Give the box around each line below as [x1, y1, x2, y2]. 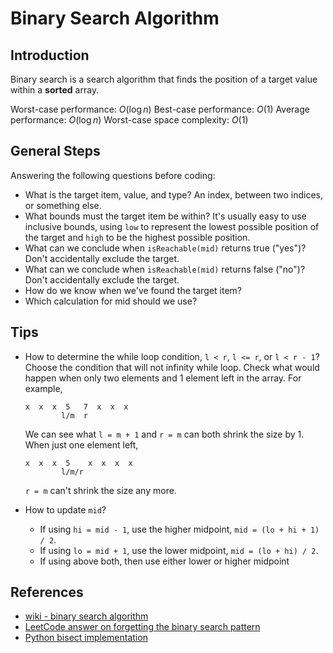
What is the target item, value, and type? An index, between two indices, [24, 188, 323, 201]
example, [24, 382, 63, 394]
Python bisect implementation [24, 632, 148, 644]
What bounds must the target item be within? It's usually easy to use [24, 210, 307, 222]
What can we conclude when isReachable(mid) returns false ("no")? [24, 263, 306, 275]
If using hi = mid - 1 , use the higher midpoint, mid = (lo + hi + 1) [39, 523, 320, 535]
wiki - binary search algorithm [24, 610, 149, 622]
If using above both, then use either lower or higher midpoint [39, 555, 290, 567]
